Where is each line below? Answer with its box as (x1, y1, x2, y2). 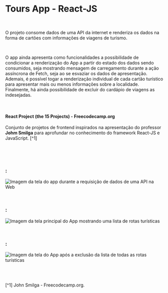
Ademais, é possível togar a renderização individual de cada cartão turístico (5, 76, 163, 82)
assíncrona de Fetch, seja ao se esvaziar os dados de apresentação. (5, 70, 148, 76)
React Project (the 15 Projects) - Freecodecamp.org (5, 113, 115, 119)
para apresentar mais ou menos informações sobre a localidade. (5, 81, 140, 87)
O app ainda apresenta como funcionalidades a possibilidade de (5, 54, 139, 61)
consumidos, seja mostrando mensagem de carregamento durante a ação (5, 65, 159, 71)
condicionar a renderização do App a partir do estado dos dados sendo (5, 60, 154, 66)
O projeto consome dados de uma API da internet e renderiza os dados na (5, 29, 160, 35)
